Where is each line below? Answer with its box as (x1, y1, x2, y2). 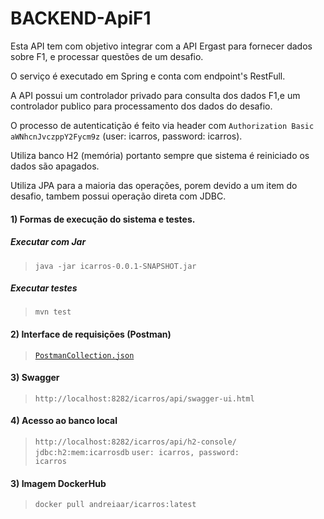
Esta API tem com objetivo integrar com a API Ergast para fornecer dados (10, 40, 313, 52)
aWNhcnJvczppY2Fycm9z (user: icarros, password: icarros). (10, 130, 243, 142)
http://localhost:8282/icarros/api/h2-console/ (34, 437, 237, 447)
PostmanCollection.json (34, 350, 135, 361)
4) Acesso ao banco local (10, 415, 118, 427)
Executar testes (10, 282, 78, 294)
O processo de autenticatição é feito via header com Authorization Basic (10, 119, 315, 131)
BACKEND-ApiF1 (10, 7, 152, 30)
